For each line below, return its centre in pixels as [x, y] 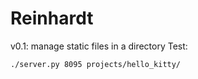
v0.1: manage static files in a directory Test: [99, 46]
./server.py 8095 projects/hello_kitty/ [96, 64]
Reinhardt [52, 18]
